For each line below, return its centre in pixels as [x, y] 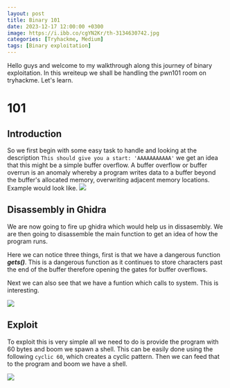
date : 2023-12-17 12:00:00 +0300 [55, 26]
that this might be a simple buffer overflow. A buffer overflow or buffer [107, 165]
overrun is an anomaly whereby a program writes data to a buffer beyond [112, 173]
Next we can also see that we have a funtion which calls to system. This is [113, 283]
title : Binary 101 [34, 20]
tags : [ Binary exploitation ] [49, 46]
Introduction [35, 133]
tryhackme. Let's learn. [40, 80]
